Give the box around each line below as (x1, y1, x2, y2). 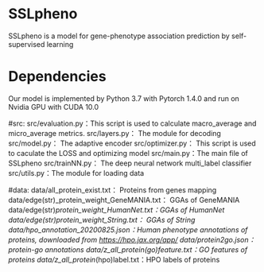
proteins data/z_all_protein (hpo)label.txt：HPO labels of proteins (8, 255, 220, 264)
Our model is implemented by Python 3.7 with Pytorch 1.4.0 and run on (8, 93, 240, 103)
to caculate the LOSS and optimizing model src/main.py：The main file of (8, 148, 249, 157)
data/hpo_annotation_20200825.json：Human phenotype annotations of (8, 224, 248, 235)
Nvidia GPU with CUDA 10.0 (8, 102, 99, 111)
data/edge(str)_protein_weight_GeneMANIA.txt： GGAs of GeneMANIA (8, 195, 240, 204)
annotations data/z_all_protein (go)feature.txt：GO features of (45, 244, 248, 255)
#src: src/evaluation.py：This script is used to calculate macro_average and (8, 119, 257, 128)
